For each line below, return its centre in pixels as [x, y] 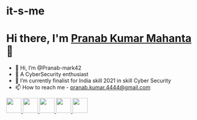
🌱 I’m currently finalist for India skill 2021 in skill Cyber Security [93, 81]
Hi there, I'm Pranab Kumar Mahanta [99, 39]
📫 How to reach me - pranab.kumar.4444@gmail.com [83, 88]
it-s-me [26, 11]
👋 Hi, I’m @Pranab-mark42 [48, 68]
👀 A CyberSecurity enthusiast [52, 74]
